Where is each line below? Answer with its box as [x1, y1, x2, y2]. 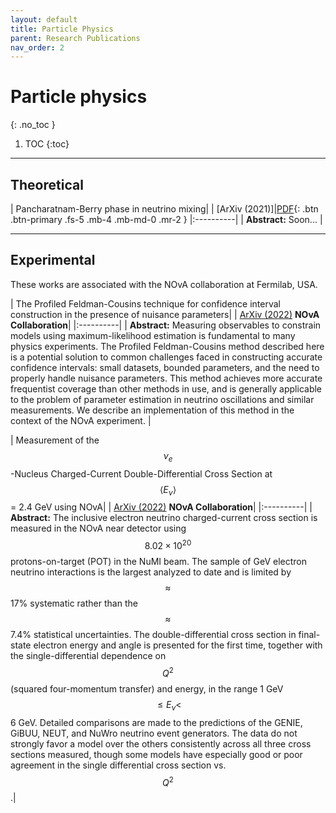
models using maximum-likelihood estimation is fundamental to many [10, 329, 296, 341]
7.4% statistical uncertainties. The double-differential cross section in [10, 629, 297, 641]
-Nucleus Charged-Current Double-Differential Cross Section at [10, 467, 273, 480]
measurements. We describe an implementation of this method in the [10, 404, 295, 416]
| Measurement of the [10, 434, 100, 446]
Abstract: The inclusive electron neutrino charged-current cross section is [10, 512, 318, 524]
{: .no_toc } [10, 119, 56, 131]
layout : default [10, 14, 78, 25]
